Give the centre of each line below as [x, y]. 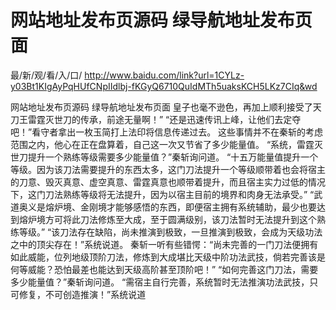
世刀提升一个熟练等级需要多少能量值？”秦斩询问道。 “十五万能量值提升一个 [164, 157]
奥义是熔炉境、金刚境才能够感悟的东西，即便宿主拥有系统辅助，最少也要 [167, 207]
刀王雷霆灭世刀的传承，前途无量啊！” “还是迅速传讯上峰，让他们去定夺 [156, 119]
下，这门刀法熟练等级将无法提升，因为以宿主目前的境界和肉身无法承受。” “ [162, 194]
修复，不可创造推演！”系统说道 [82, 294]
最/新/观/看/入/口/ [46, 75]
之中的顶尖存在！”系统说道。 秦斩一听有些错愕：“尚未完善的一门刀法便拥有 [164, 244]
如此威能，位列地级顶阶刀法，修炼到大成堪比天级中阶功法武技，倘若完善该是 [168, 257]
